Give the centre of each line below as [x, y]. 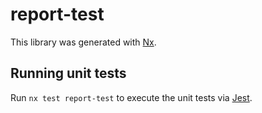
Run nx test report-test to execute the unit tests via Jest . [131, 97]
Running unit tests [68, 73]
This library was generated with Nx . [83, 42]
